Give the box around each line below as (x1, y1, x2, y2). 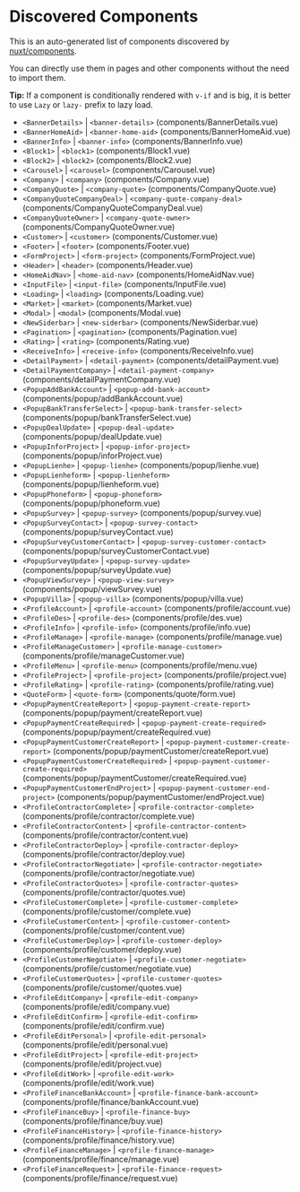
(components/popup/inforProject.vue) (21, 450, 163, 461)
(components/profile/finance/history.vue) (21, 1135, 176, 1145)
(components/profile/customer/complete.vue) (21, 906, 192, 917)
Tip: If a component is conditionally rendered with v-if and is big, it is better (9, 90, 291, 100)
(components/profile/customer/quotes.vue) (21, 982, 183, 993)
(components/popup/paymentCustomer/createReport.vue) (52, 745, 270, 756)
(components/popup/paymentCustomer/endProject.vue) (56, 791, 265, 802)
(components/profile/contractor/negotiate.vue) (21, 867, 195, 878)
